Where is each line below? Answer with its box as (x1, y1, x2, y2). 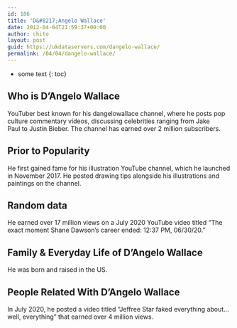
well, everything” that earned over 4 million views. (7, 312, 154, 321)
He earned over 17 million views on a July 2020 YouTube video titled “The (7, 218, 223, 227)
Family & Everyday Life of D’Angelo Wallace (7, 246, 204, 258)
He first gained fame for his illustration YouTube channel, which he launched (7, 164, 231, 172)
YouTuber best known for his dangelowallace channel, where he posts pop (7, 109, 226, 117)
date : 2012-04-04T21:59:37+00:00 (7, 23, 106, 31)
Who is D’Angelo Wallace (7, 90, 121, 102)
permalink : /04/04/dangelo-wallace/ (7, 51, 116, 58)
